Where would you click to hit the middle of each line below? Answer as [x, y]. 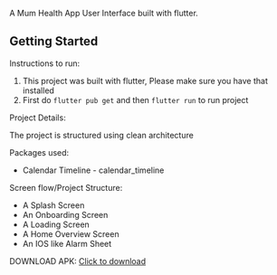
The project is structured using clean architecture [102, 135]
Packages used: [39, 152]
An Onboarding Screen [65, 214]
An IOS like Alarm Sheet [67, 243]
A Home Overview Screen [71, 233]
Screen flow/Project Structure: [66, 187]
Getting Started [54, 41]
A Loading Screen [56, 224]
